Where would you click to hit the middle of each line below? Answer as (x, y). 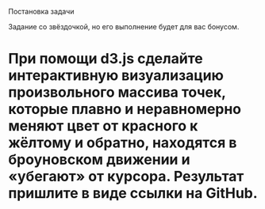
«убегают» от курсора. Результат (126, 177)
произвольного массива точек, (117, 92)
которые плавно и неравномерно (125, 109)
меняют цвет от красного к (103, 126)
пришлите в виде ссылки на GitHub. (133, 194)
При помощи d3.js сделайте (106, 59)
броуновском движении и (99, 160)
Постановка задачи (41, 11)
